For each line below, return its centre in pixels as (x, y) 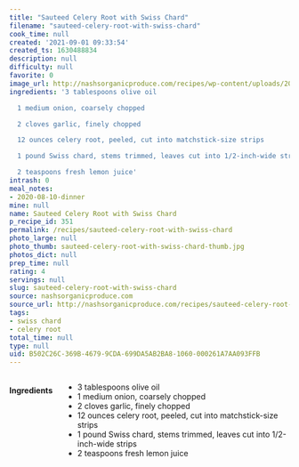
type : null (29, 346)
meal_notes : (31, 189)
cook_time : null (39, 34)
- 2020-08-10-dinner (48, 197)
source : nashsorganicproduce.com (71, 296)
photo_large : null (43, 238)
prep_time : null (39, 263)
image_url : (29, 84)
